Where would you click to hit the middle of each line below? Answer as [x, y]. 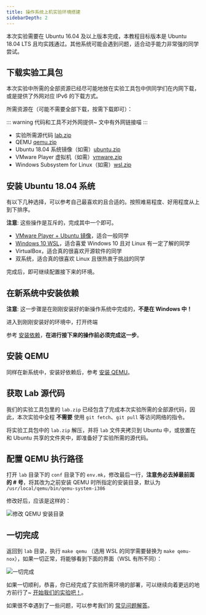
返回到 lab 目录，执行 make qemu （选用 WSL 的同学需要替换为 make [90, 551]
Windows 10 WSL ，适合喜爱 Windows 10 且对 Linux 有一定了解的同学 [102, 244]
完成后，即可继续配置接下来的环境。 [52, 272]
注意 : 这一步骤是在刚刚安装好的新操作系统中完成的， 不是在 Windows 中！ [99, 309]
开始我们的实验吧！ [57, 592]
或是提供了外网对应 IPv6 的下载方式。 [54, 96]
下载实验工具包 [35, 72]
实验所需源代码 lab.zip [43, 135]
